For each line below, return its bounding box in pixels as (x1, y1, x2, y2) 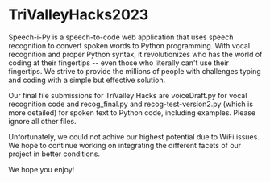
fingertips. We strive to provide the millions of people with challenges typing (8, 66, 262, 76)
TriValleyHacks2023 (8, 6, 149, 24)
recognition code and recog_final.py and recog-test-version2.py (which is (8, 99, 254, 109)
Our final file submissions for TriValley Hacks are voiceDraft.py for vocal (8, 90, 247, 100)
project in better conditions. (8, 149, 101, 159)
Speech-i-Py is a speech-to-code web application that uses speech (8, 32, 234, 42)
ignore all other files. (8, 116, 77, 126)
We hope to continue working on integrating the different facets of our (8, 140, 242, 150)
